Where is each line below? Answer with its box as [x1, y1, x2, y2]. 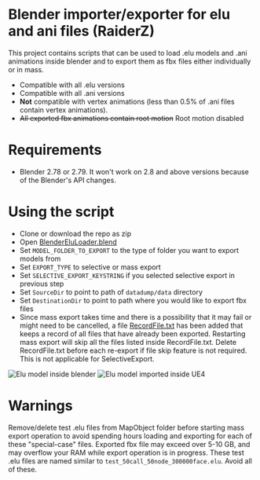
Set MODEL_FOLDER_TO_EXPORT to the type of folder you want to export [19, 245, 240, 255]
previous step [19, 279, 64, 288]
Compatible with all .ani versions [19, 88, 125, 97]
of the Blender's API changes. [19, 175, 116, 185]
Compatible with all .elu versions [19, 80, 126, 90]
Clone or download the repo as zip [19, 229, 132, 238]
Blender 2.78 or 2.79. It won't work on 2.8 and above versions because [19, 167, 249, 176]
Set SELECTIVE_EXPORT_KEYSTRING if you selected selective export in [19, 270, 236, 280]
